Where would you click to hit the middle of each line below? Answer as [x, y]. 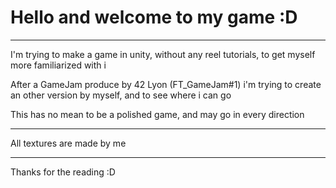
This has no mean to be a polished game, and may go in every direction [157, 114]
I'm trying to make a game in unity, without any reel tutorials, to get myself [163, 54]
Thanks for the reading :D [63, 172]
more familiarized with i [58, 65]
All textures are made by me [68, 143]
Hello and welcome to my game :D [154, 17]
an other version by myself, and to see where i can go [121, 95]
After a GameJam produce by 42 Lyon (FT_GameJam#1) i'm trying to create [166, 84]
